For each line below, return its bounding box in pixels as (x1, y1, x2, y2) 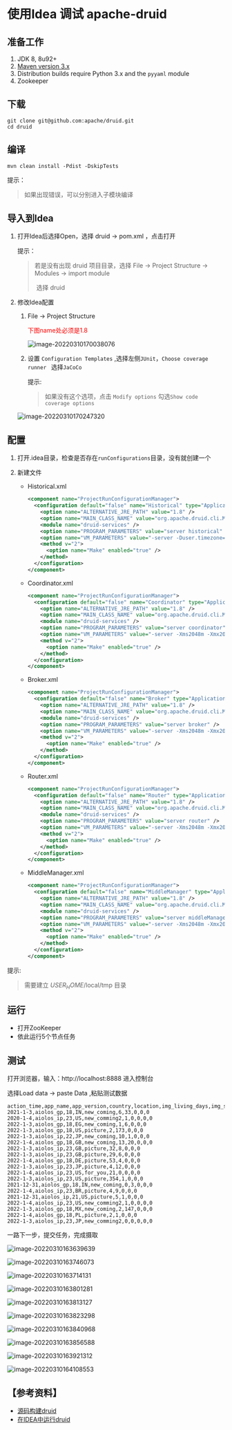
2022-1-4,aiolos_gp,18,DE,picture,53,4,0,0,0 (7, 1158, 140, 1164)
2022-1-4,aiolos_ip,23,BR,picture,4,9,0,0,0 (7, 1187, 137, 1195)
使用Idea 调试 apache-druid (7, 6, 167, 22)
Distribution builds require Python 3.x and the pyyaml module (17, 70, 190, 77)
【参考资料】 (7, 1387, 62, 1399)
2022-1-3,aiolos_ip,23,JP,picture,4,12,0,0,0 (7, 1163, 140, 1171)
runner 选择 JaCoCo (27, 363, 82, 371)
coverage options (44, 400, 95, 407)
